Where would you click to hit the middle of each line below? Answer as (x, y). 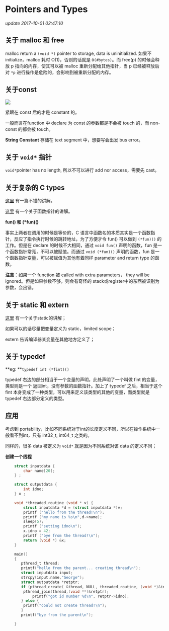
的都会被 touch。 (35, 129)
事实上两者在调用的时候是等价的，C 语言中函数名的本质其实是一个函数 (78, 233)
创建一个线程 (18, 456)
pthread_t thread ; (40, 564)
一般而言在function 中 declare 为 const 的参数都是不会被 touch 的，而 (77, 123)
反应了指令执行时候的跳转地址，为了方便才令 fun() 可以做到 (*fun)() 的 (88, 239)
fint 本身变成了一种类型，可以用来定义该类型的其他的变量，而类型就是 (77, 392)
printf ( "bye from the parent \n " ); (57, 615)
